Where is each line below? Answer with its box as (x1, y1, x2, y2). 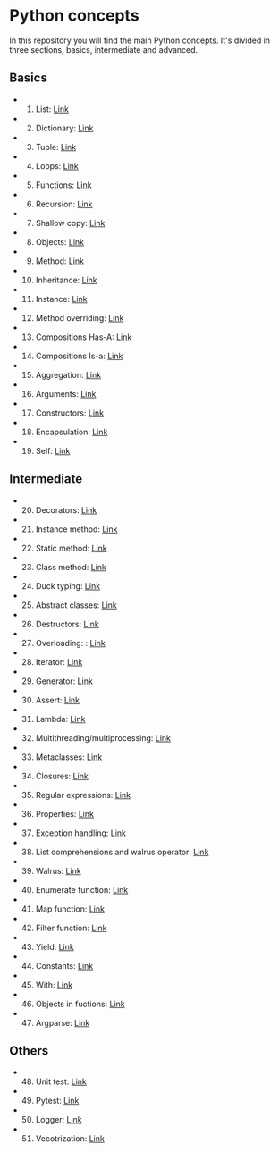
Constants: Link (35, 960, 94, 971)
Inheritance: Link (35, 274, 98, 285)
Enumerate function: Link (35, 884, 129, 895)
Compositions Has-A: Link (35, 332, 132, 342)
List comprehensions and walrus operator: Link (35, 846, 209, 857)
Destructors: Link (35, 618, 100, 629)
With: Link (35, 980, 73, 990)
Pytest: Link (35, 1096, 80, 1106)
